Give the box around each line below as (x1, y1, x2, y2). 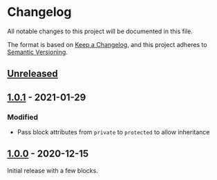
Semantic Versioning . (7, 48, 68, 56)
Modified (7, 112, 39, 122)
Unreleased (7, 68, 59, 80)
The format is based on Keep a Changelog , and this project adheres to (7, 40, 207, 48)
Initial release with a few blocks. (7, 166, 98, 174)
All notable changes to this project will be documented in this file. (7, 27, 194, 35)
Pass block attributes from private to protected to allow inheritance (17, 128, 210, 136)
